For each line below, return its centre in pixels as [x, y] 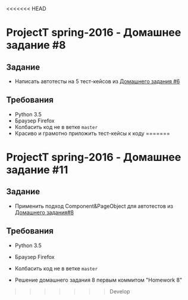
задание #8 [36, 45]
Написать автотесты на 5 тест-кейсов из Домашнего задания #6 [97, 81]
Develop [120, 291]
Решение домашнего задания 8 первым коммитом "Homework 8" [98, 280]
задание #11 [37, 170]
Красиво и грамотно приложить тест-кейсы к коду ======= [93, 133]
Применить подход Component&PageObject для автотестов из [94, 206]
